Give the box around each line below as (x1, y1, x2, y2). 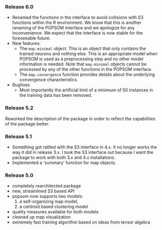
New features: (12, 41, 41, 46)
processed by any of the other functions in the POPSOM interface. (19, 66, 153, 72)
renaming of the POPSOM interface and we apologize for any (12, 25, 135, 31)
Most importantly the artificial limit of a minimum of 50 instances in (19, 87, 153, 93)
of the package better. (5, 121, 50, 126)
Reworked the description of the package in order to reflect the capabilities (5, 116, 156, 122)
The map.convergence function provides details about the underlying (19, 72, 155, 78)
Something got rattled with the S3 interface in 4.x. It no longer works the (12, 144, 157, 150)
